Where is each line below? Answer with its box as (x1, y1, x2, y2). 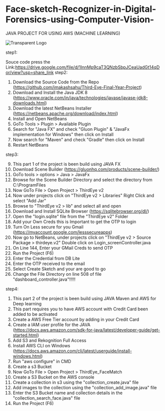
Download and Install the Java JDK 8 (12, 89, 88, 95)
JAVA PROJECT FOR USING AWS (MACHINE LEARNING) (5, 30, 121, 36)
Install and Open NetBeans (12, 115, 67, 121)
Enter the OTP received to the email (12, 261, 85, 266)
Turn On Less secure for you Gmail (12, 224, 84, 230)
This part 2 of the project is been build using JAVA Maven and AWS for (12, 295, 157, 301)
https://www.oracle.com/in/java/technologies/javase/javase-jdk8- (14, 95, 148, 101)
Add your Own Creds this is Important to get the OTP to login (12, 219, 136, 224)
